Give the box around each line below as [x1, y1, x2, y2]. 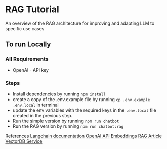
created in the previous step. [12, 112, 73, 118]
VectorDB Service [5, 138, 43, 144]
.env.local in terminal [12, 102, 59, 108]
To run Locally [5, 40, 51, 49]
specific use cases [5, 25, 45, 31]
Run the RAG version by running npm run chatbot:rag [12, 123, 124, 129]
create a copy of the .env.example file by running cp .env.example [12, 96, 150, 102]
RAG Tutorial [5, 4, 59, 15]
